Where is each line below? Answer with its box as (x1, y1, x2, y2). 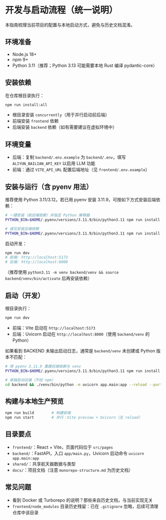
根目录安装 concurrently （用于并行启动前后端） (12, 112, 110, 118)
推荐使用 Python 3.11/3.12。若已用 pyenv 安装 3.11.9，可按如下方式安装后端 (5, 197, 157, 203)
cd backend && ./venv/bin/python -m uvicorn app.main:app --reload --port (5, 382, 163, 387)
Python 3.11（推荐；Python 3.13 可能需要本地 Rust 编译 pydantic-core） (12, 62, 158, 68)
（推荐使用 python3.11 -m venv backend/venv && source (5, 269, 119, 275)
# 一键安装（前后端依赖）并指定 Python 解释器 (5, 213, 90, 218)
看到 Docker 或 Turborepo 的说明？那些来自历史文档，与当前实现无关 (12, 497, 153, 503)
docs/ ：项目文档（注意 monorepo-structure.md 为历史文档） (12, 467, 133, 473)
